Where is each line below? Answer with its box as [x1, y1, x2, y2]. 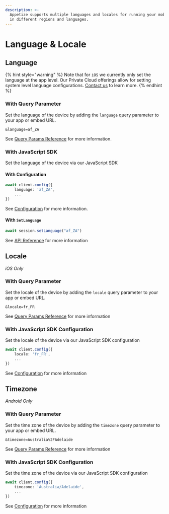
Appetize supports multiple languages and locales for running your [10, 12, 156, 17]
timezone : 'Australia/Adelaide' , [14, 484, 84, 489]
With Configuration [5, 171, 47, 177]
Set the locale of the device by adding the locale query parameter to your [5, 289, 158, 295]
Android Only [5, 398, 33, 404]
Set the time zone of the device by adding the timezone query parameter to [5, 422, 160, 428]
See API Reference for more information [5, 237, 88, 243]
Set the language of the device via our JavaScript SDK [5, 160, 118, 166]
